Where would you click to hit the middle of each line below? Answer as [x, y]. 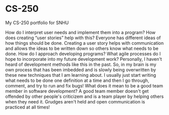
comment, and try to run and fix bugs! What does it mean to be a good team [84, 85]
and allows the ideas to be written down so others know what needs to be [82, 48]
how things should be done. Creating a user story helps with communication [84, 43]
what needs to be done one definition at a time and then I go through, [77, 80]
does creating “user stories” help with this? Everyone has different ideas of [83, 38]
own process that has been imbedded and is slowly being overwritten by [81, 70]
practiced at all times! [28, 107]
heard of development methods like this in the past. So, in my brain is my [81, 64]
